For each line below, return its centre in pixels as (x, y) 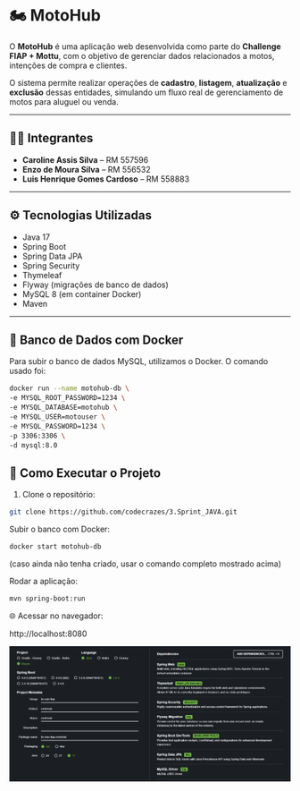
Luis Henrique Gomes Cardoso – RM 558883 (106, 179)
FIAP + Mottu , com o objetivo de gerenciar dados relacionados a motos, (142, 55)
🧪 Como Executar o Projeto (85, 473)
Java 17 (36, 237)
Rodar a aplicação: (44, 582)
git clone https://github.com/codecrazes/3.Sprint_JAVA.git (124, 512)
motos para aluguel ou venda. (64, 101)
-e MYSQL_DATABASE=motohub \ (63, 408)
